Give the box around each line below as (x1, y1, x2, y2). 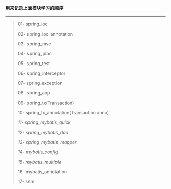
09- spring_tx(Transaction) (17, 100, 74, 106)
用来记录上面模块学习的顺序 (5, 5, 64, 11)
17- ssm (17, 178, 35, 185)
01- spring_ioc (17, 21, 48, 27)
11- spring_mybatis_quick (17, 119, 71, 125)
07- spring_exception (17, 80, 63, 86)
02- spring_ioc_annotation (17, 31, 73, 37)
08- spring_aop (17, 90, 50, 96)
